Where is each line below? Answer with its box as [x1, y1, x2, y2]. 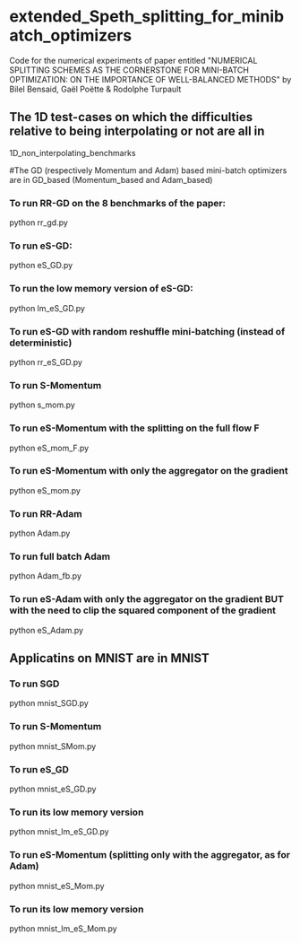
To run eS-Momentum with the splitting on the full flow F [9, 422, 260, 434]
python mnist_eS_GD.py [9, 783, 97, 794]
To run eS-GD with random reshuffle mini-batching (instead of [9, 325, 286, 337]
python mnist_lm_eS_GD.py [9, 826, 109, 837]
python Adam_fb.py [9, 571, 82, 581]
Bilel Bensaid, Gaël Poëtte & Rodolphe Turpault [9, 83, 182, 94]
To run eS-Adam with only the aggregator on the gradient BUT [9, 593, 285, 606]
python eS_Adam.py [9, 624, 83, 635]
